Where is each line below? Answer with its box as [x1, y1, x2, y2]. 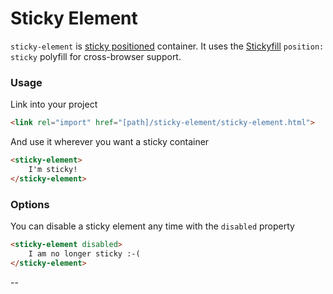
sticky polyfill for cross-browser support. [10, 50, 182, 62]
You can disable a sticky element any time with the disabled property [10, 220, 295, 232]
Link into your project [10, 98, 98, 111]
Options [10, 197, 50, 211]
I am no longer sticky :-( [28, 248, 141, 259]
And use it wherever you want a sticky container [10, 136, 210, 148]
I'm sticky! [28, 164, 78, 174]
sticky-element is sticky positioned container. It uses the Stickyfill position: [10, 40, 325, 52]
